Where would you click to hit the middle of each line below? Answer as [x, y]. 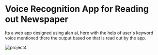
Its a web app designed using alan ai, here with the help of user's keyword [79, 33]
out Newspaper [37, 19]
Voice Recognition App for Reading [77, 9]
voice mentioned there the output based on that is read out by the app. [76, 38]
